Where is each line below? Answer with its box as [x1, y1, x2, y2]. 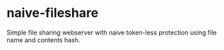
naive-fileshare [6, 5, 99, 21]
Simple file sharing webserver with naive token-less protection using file [6, 28, 217, 37]
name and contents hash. [6, 35, 81, 44]
